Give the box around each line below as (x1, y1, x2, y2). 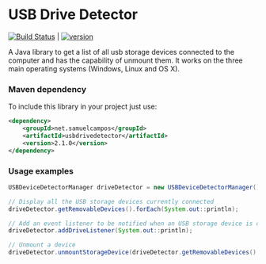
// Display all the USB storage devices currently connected (8, 197, 215, 205)
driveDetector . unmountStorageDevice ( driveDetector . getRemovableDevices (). (8, 248, 260, 257)
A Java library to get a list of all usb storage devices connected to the (8, 47, 235, 56)
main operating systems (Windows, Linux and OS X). (8, 63, 180, 73)
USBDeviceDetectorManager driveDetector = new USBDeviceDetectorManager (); (8, 183, 264, 191)
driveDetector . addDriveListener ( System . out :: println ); (8, 227, 193, 235)
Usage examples (8, 165, 74, 176)
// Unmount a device (8, 241, 77, 249)
